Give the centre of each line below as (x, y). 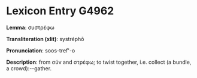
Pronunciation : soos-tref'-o (41, 50)
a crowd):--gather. (29, 68)
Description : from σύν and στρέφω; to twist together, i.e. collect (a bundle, (99, 62)
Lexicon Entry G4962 (60, 11)
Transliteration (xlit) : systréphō (45, 39)
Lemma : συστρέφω (31, 27)
